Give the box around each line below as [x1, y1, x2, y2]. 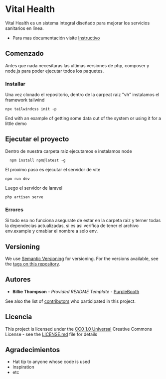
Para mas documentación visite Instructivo [12, 35, 100, 41]
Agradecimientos [5, 345, 60, 354]
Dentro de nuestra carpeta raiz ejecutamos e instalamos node [5, 148, 132, 154]
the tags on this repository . [5, 260, 61, 267]
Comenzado [5, 49, 44, 58]
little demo [5, 121, 27, 126]
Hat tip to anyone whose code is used [12, 359, 90, 365]
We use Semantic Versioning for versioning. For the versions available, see [5, 255, 159, 261]
